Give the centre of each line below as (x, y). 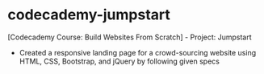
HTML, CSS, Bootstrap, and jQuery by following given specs (119, 61)
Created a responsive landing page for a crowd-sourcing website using (138, 52)
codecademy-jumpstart (89, 15)
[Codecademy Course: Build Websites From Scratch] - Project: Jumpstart (130, 37)
